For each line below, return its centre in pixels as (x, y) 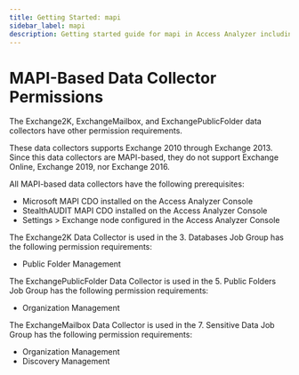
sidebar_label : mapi (48, 26)
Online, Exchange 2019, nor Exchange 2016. (90, 167)
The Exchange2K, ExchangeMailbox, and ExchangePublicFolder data (136, 122)
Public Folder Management (72, 264)
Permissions (57, 96)
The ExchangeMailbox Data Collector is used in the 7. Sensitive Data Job (142, 325)
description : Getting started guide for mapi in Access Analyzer (133, 34)
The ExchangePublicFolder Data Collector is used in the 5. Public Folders (143, 282)
